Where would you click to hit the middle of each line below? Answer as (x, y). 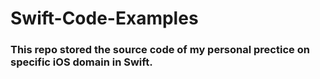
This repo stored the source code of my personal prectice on (160, 50)
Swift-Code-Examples (104, 18)
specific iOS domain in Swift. (81, 62)
